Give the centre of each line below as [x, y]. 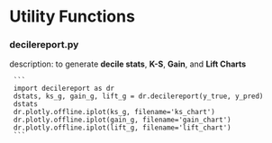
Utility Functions [72, 17]
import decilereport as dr [64, 89]
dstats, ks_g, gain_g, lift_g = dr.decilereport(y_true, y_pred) [138, 96]
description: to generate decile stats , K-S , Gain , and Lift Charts [128, 64]
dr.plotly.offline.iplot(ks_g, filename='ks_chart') [114, 112]
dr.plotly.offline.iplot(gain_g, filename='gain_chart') [122, 120]
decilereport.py [44, 45]
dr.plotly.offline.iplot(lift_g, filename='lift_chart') [122, 128]
